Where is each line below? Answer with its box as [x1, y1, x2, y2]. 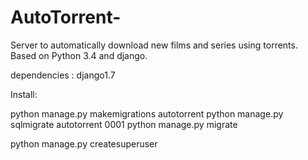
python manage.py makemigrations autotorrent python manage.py [10, 107, 284, 120]
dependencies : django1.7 [10, 69, 116, 81]
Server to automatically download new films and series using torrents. [10, 39, 298, 51]
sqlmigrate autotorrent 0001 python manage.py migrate [10, 118, 238, 130]
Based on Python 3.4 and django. [10, 49, 148, 61]
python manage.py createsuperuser [10, 137, 158, 150]
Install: [10, 88, 38, 100]
